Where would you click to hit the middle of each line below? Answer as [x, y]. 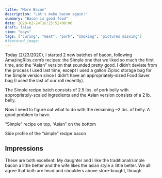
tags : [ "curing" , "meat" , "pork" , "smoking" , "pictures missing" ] [73, 37]
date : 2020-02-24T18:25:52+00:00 [39, 23]
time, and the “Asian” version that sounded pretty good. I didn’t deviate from [81, 65]
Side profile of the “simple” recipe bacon [46, 133]
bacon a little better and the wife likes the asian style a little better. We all [78, 165]
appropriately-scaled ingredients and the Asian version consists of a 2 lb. [78, 95]
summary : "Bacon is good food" [37, 18]
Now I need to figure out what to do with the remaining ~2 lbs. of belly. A [78, 109]
